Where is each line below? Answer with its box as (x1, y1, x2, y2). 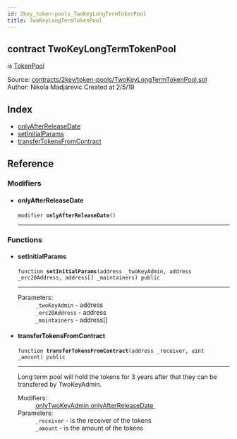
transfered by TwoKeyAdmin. (17, 380, 102, 388)
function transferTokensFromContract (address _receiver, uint (17, 347, 205, 354)
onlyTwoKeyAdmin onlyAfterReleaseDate (35, 401, 154, 409)
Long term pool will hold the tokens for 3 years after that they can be (17, 372, 217, 381)
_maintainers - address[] (35, 315, 108, 324)
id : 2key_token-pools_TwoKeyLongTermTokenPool (7, 10, 147, 18)
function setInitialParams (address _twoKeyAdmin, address (17, 267, 192, 275)
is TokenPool (7, 61, 44, 71)
